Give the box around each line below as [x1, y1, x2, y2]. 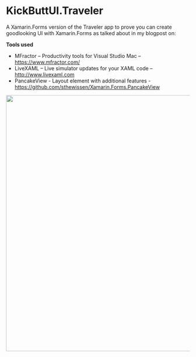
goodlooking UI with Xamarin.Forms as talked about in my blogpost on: [6, 29, 176, 36]
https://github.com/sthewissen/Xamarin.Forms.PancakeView [14, 83, 160, 90]
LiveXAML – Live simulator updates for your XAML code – [14, 64, 153, 71]
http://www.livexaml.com [14, 71, 75, 78]
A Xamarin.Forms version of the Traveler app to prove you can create [6, 23, 172, 30]
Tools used [6, 41, 34, 48]
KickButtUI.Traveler [6, 4, 104, 18]
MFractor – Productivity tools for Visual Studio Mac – [14, 52, 141, 59]
